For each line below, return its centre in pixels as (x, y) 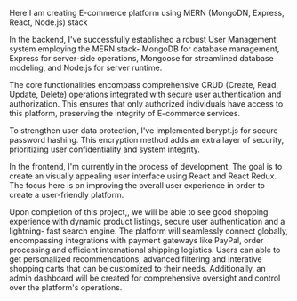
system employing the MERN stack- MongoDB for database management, (144, 49)
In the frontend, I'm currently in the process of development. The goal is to (146, 166)
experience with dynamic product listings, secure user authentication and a (147, 222)
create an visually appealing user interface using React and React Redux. (143, 176)
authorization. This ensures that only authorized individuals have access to (146, 104)
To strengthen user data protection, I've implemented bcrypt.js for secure (144, 131)
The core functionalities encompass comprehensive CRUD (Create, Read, (144, 85)
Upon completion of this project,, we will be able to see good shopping (139, 212)
